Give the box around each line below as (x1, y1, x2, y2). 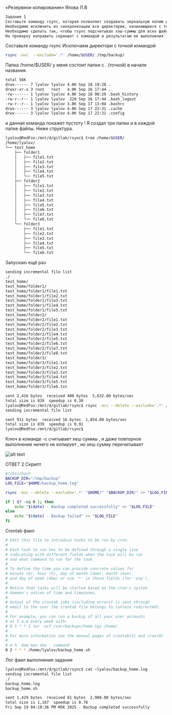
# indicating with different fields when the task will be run (5, 552, 143, 557)
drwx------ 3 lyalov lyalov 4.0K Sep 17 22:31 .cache (5, 106, 123, 111)
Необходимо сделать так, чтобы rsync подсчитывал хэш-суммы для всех (5, 28, 157, 34)
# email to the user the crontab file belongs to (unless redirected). (5, 604, 161, 610)
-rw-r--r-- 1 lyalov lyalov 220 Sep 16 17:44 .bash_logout (5, 96, 137, 102)
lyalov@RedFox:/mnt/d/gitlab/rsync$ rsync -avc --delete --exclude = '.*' (5, 403, 164, 408)
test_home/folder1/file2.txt (5, 293, 68, 299)
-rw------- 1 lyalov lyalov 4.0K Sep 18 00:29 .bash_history (5, 91, 139, 97)
